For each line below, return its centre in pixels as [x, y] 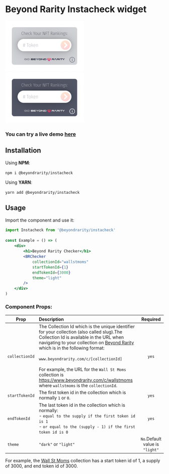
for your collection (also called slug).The [80, 332]
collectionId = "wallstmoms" [60, 262]
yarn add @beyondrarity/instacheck [43, 192]
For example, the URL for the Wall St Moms [82, 370]
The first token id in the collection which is [82, 393]
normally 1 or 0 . [54, 398]
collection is [51, 375]
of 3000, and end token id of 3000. [41, 466]
